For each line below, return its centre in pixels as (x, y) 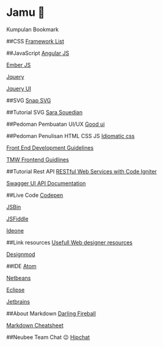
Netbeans (19, 278)
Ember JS (19, 65)
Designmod (21, 254)
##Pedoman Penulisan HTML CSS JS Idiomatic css (71, 136)
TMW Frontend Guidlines (38, 159)
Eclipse (16, 290)
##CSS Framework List (35, 41)
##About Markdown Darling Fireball (51, 313)
